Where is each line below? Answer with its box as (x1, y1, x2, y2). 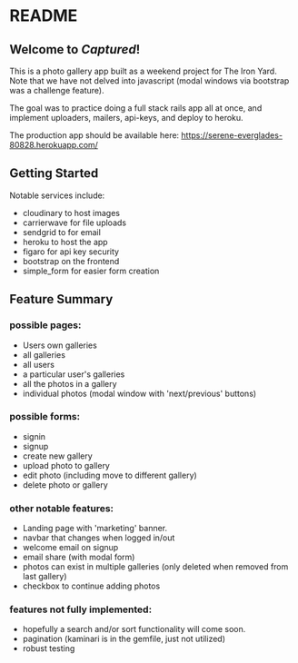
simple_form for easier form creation (22, 265, 160, 276)
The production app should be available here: (9, 130, 180, 141)
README (9, 5, 78, 26)
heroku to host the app (22, 236, 108, 247)
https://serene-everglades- (181, 130, 283, 141)
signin (22, 430, 46, 441)
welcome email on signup (22, 542, 119, 553)
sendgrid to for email (22, 226, 102, 237)
